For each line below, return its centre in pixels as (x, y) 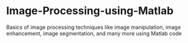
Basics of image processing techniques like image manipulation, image (94, 27)
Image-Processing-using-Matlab (90, 11)
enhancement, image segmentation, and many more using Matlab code (94, 33)
